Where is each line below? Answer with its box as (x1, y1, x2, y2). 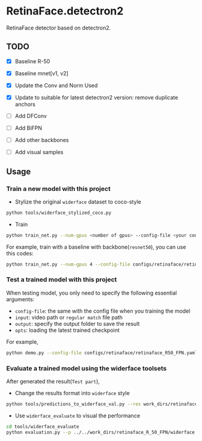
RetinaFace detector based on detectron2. (6, 24, 111, 31)
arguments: (6, 295, 35, 302)
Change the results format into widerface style (14, 390, 130, 397)
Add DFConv (14, 113, 47, 119)
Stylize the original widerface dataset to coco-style (14, 198, 141, 205)
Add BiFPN (14, 125, 42, 132)
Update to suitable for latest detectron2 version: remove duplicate (14, 93, 179, 101)
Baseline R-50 (14, 57, 50, 64)
